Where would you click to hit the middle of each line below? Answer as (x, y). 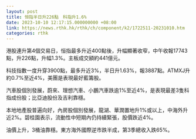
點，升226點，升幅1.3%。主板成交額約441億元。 (65, 58)
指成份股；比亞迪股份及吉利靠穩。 (47, 98)
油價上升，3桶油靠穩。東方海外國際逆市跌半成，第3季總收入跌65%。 (89, 130)
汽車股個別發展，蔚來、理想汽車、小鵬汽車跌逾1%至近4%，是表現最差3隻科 (98, 90)
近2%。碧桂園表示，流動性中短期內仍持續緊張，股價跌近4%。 (81, 117)
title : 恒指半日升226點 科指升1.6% (46, 17)
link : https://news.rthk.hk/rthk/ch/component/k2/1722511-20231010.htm (95, 28)
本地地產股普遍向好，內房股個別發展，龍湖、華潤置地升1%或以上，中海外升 (97, 110)
